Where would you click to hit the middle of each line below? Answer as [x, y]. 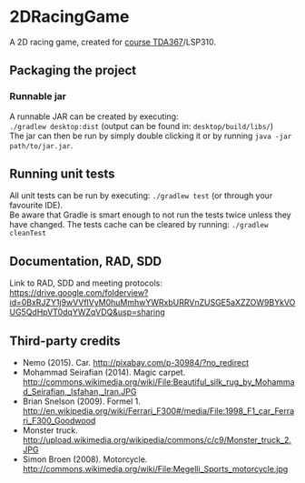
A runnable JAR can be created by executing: [94, 116]
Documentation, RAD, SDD [86, 261]
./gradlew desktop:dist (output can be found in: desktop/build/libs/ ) [142, 126]
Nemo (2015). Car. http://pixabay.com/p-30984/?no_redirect [136, 363]
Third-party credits [65, 341]
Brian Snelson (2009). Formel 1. [81, 401]
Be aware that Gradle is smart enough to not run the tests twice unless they [151, 215]
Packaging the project [73, 70]
